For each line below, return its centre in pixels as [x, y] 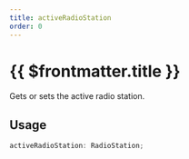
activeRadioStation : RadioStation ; [77, 146]
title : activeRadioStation [60, 18]
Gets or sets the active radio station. [77, 96]
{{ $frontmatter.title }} [95, 71]
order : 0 [26, 26]
